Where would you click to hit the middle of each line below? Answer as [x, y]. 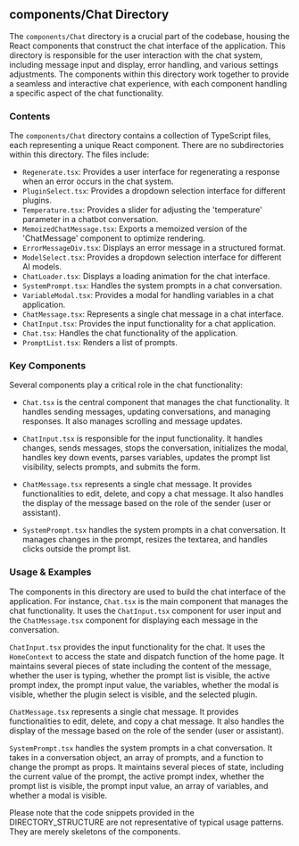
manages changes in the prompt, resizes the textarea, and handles [145, 540]
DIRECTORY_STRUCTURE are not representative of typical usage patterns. [146, 822]
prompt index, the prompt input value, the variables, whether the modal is [144, 684]
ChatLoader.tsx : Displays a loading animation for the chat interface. [146, 277]
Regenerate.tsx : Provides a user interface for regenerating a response [151, 172]
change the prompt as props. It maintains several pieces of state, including [146, 767]
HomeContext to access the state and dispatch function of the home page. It [147, 656]
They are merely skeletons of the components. [95, 831]
